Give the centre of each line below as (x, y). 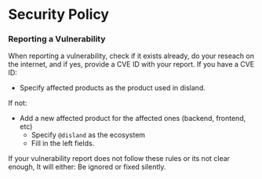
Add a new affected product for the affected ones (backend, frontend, (133, 119)
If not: (18, 103)
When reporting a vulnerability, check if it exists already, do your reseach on (131, 56)
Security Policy (59, 15)
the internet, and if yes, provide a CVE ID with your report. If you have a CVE (131, 64)
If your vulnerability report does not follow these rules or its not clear (119, 159)
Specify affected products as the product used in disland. (112, 88)
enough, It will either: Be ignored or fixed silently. (87, 167)
